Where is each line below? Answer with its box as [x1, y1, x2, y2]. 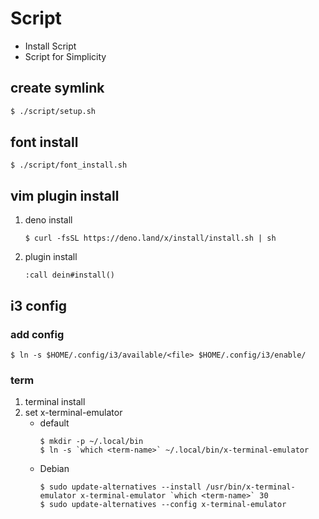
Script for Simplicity [24, 50, 107, 62]
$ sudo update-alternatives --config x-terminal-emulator [39, 500, 287, 510]
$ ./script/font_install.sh [10, 160, 128, 171]
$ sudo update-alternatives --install [39, 482, 202, 492]
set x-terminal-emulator [24, 407, 123, 419]
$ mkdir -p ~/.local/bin [39, 437, 144, 447]
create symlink [10, 80, 105, 97]
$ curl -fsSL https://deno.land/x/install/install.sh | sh [24, 233, 277, 244]
